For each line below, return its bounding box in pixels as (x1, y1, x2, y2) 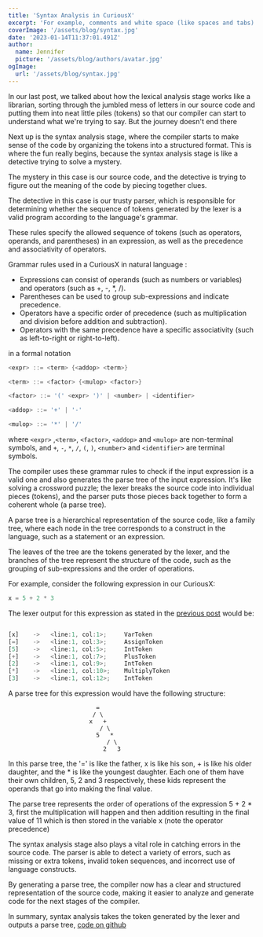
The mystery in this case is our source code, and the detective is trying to (8, 172, 247, 182)
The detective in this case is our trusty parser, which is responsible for (8, 196, 236, 205)
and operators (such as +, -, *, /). (19, 283, 126, 292)
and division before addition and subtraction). (19, 316, 167, 326)
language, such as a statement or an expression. (8, 532, 166, 541)
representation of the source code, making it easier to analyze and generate (8, 888, 254, 897)
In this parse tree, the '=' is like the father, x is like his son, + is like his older (8, 759, 253, 768)
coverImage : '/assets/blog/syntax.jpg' (8, 26, 139, 34)
